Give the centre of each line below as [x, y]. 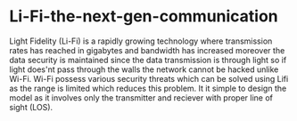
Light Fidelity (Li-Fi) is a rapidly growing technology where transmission [141, 41]
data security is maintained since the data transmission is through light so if [148, 60]
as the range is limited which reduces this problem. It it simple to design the [148, 88]
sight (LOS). [31, 107]
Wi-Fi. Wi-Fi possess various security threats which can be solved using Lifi [149, 78]
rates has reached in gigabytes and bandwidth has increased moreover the [147, 50]
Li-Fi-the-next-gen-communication [144, 16]
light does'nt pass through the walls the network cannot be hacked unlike [144, 69]
